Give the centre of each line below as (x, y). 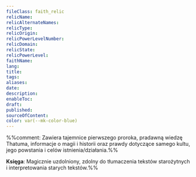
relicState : (21, 50)
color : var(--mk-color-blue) (42, 121)
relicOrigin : (22, 34)
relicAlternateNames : (33, 22)
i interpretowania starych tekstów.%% (52, 168)
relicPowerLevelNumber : (35, 39)
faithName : (19, 61)
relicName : (19, 17)
